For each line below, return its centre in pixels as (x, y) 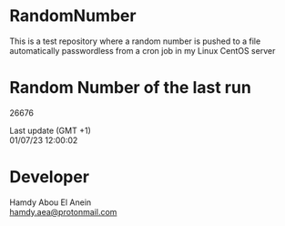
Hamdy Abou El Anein (51, 202)
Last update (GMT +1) (50, 130)
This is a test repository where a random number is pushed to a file (135, 41)
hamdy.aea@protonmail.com (63, 211)
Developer (49, 177)
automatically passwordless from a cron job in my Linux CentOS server (142, 50)
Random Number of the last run (131, 88)
